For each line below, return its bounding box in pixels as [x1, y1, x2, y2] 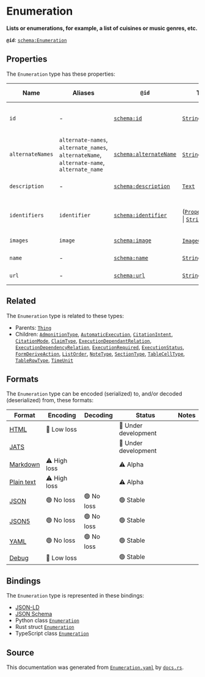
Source [6, 647, 35, 657]
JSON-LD [15, 604, 40, 611]
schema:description [113, 183, 170, 190]
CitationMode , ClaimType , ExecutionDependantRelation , [15, 337, 152, 344]
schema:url [113, 272, 145, 279]
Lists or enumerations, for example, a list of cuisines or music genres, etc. [6, 24, 198, 32]
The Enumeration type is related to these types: [6, 312, 124, 319]
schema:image [113, 237, 151, 244]
